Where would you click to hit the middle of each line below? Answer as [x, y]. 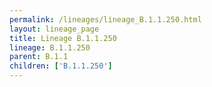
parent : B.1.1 [39, 57]
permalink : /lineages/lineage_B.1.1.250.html [105, 19]
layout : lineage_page [54, 29]
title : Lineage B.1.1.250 [63, 38]
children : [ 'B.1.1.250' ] [61, 66]
